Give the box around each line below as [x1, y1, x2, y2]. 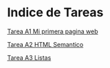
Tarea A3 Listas [7, 53, 52, 62]
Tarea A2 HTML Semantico [7, 40, 84, 48]
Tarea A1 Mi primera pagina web [7, 27, 98, 35]
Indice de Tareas [7, 5, 104, 20]
